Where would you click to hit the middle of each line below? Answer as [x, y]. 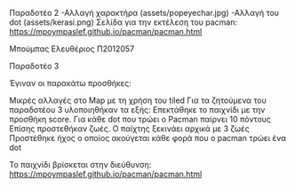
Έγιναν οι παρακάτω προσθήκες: [70, 83]
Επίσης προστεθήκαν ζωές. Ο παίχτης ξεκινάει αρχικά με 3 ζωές [130, 129]
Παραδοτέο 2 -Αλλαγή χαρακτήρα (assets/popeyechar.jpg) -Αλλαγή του [144, 13]
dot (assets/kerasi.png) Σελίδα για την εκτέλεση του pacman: [124, 22]
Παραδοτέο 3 [34, 66]
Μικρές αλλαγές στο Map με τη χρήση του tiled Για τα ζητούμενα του [138, 100]
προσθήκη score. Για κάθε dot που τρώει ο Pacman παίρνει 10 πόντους [140, 119]
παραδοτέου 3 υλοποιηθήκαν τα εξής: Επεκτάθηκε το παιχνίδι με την [137, 110]
